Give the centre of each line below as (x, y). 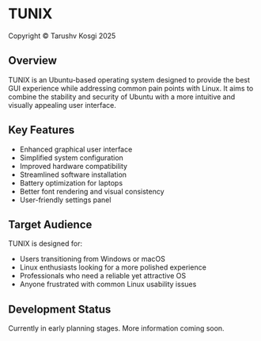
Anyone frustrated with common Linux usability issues (108, 284)
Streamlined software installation (73, 174)
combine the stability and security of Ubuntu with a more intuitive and (122, 97)
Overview (33, 61)
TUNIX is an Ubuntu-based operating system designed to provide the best (129, 79)
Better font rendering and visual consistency (92, 191)
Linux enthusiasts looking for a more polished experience (113, 267)
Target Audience (50, 224)
